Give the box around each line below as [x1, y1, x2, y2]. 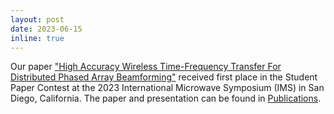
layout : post [10, 14, 65, 25]
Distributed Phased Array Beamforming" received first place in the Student [10, 71, 318, 83]
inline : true [10, 33, 65, 43]
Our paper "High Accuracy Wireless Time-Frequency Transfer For [10, 61, 282, 73]
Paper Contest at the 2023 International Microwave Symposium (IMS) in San [10, 82, 325, 94]
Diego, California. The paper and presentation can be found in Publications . [10, 92, 322, 105]
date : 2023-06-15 [10, 24, 83, 34]
